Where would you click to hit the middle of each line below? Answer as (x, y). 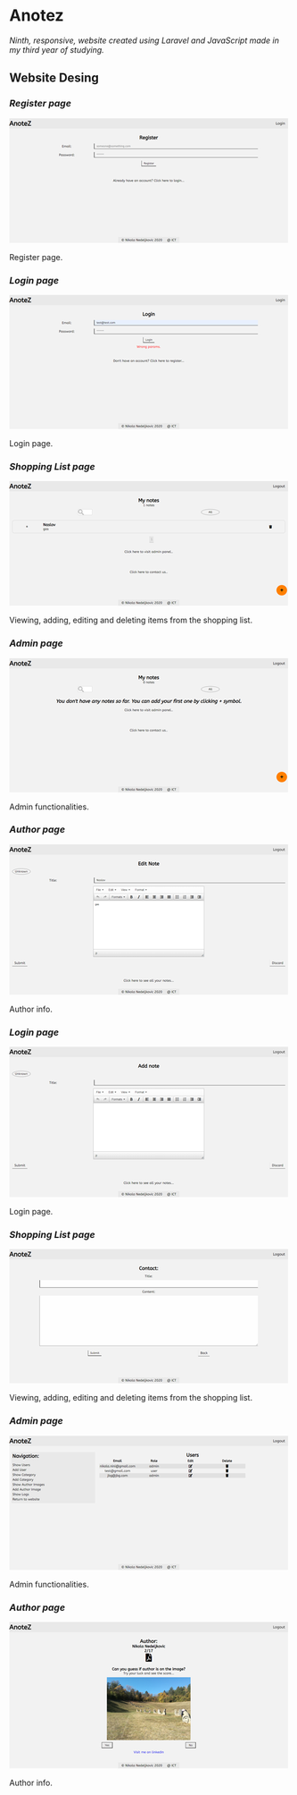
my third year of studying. (57, 49)
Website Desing (54, 78)
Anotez (37, 16)
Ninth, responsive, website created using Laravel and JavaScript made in (144, 40)
